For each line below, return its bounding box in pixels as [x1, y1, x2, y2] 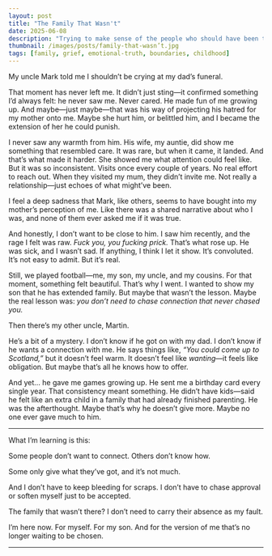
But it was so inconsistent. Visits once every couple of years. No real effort [8, 163, 257, 172]
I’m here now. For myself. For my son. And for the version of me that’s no [8, 523, 251, 532]
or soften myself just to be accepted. [8, 491, 131, 500]
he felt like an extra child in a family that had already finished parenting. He [8, 395, 258, 405]
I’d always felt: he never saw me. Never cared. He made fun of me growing [8, 96, 257, 105]
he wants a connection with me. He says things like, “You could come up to [8, 345, 260, 354]
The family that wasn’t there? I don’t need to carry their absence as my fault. [8, 507, 263, 516]
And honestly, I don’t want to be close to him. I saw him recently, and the [8, 229, 251, 239]
